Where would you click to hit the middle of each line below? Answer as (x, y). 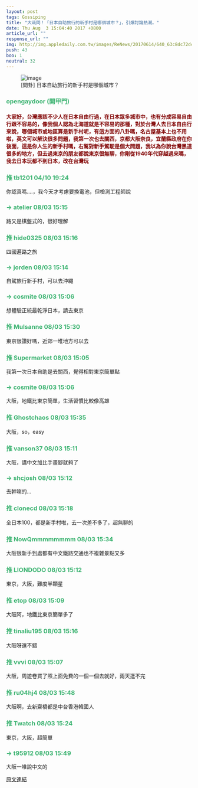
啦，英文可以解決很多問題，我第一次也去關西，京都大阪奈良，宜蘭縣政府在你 (99, 139)
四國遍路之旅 (22, 251)
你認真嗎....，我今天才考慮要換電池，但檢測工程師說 (69, 192)
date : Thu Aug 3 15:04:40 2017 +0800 (54, 28)
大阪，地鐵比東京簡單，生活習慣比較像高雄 (58, 401)
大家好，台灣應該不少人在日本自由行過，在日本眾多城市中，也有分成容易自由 (99, 117)
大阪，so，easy (25, 431)
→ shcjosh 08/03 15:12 (39, 478)
